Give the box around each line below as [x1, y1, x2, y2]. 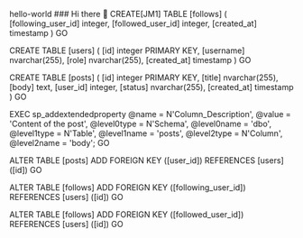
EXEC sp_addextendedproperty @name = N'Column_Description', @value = [9, 109, 291, 119]
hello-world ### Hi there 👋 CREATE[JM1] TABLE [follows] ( [9, 9, 227, 19]
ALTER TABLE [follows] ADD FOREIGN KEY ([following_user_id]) [9, 182, 246, 193]
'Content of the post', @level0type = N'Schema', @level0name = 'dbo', [9, 118, 272, 129]
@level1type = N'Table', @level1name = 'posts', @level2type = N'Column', [9, 128, 283, 139]
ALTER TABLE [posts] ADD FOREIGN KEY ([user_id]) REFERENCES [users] [9, 155, 284, 166]
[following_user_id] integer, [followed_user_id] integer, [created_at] [9, 18, 257, 29]
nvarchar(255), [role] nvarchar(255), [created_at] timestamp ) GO [9, 55, 252, 65]
